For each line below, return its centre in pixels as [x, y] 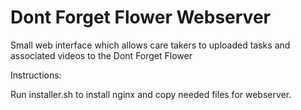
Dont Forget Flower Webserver [140, 17]
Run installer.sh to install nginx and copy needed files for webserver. [151, 94]
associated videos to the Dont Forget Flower [101, 55]
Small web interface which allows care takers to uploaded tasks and [150, 45]
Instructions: [36, 75]
